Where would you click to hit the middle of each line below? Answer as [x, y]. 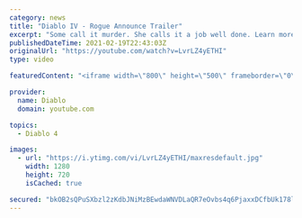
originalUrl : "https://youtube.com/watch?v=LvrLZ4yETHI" [118, 51]
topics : [24, 125]
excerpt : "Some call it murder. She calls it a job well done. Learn [142, 34]
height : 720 [48, 175]
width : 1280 [48, 167]
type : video [31, 59]
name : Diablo [42, 100]
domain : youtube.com [56, 109]
